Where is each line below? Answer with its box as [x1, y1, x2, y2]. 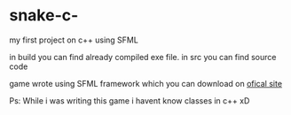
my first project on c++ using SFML [9, 34, 139, 45]
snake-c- [9, 5, 79, 26]
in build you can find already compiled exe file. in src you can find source [9, 51, 277, 62]
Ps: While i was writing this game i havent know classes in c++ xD [9, 95, 250, 106]
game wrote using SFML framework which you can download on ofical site [9, 78, 282, 88]
